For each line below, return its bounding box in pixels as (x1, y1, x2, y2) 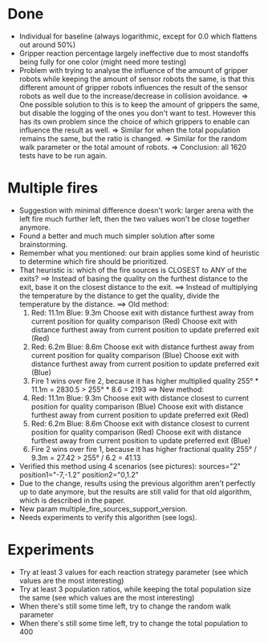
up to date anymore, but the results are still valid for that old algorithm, (18, 486, 252, 496)
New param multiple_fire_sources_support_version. (18, 503, 188, 514)
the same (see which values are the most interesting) (18, 592, 195, 602)
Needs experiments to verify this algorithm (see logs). (18, 512, 197, 522)
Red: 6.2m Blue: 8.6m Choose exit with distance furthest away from (30, 342, 254, 352)
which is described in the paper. (18, 495, 126, 505)
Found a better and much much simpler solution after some (18, 230, 216, 241)
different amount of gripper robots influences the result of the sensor (18, 82, 248, 92)
